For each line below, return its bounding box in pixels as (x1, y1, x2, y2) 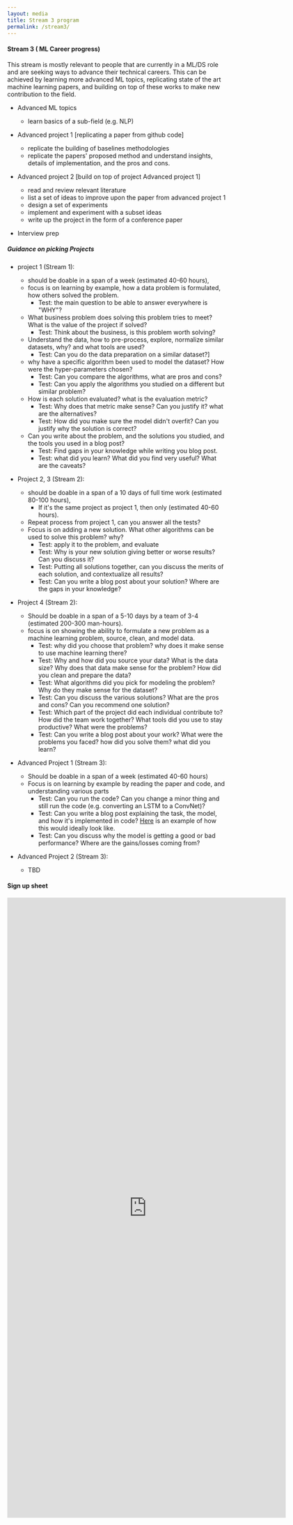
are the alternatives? (38, 409, 97, 418)
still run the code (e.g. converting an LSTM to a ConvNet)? (38, 801, 205, 810)
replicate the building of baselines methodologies (27, 144, 170, 152)
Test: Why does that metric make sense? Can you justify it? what (38, 402, 224, 410)
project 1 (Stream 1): (17, 262, 75, 271)
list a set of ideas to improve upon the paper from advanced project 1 (27, 193, 226, 202)
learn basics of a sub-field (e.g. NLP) (27, 116, 134, 126)
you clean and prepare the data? (38, 671, 132, 679)
